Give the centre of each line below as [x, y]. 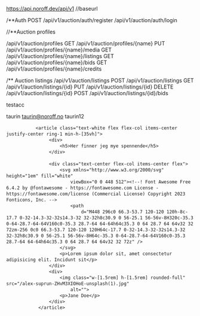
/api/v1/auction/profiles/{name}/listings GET [60, 56]
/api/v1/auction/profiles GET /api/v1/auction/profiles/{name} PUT [86, 43]
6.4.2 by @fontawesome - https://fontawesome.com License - [83, 188]
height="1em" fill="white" [40, 176]
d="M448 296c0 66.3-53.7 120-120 [122, 212]
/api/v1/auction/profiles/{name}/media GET [59, 50]
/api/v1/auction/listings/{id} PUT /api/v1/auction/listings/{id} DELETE [90, 87]
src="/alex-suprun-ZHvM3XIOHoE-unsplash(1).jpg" [68, 284]
